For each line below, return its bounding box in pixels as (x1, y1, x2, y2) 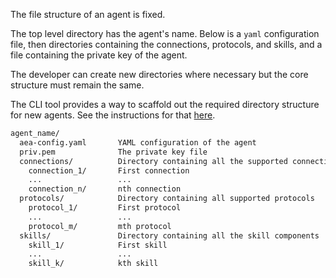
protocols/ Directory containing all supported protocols (19, 194, 315, 204)
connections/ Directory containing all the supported (19, 156, 288, 166)
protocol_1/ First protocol (28, 203, 182, 213)
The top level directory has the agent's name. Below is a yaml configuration (10, 28, 320, 39)
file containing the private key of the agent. (10, 49, 188, 61)
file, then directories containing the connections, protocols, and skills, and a (10, 39, 323, 50)
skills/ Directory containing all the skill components (19, 230, 320, 241)
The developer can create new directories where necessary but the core (10, 69, 309, 80)
